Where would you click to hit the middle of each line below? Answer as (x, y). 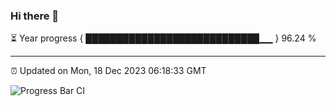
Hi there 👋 (35, 16)
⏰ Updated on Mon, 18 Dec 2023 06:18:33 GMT (108, 71)
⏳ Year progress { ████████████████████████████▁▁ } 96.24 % (163, 38)
